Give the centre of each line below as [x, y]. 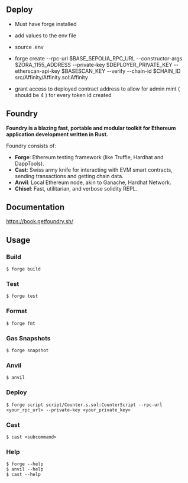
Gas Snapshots [28, 338]
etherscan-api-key [37, 71]
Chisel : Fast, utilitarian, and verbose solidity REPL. [76, 188]
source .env [29, 47]
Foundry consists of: [31, 146]
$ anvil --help [25, 469]
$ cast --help [24, 475]
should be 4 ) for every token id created [63, 95]
